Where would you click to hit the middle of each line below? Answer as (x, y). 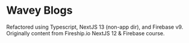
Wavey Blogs (39, 10)
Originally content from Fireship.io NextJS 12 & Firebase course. (85, 33)
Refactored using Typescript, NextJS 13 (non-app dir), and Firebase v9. (95, 27)
